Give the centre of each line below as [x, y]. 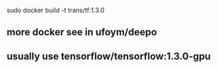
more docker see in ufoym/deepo [82, 32]
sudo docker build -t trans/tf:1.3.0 [56, 10]
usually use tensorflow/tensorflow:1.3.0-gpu [109, 56]
